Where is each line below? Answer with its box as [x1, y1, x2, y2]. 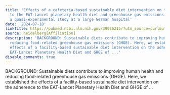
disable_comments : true [5, 54, 56, 60]
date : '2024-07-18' [5, 21, 47, 27]
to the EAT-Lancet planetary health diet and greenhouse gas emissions [10, 12, 164, 17]
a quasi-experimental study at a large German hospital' [10, 17, 133, 22]
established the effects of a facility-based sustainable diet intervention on [5, 79, 159, 85]
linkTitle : [5, 26, 28, 31]
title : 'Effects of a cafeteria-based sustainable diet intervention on [5, 7, 162, 13]
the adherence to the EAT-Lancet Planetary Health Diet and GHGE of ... [5, 84, 153, 90]
